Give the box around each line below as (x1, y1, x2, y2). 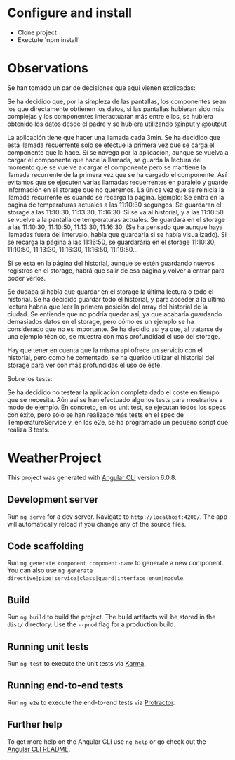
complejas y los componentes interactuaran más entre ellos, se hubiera (7, 112, 214, 120)
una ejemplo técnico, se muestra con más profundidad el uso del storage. (7, 332, 220, 340)
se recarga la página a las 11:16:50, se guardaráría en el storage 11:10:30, (7, 238, 216, 246)
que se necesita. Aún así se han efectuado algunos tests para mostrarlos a (7, 395, 223, 404)
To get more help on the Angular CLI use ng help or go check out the (7, 737, 206, 746)
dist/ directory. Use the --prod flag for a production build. (7, 620, 175, 629)
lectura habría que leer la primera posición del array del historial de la (7, 302, 208, 311)
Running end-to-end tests (7, 680, 123, 692)
